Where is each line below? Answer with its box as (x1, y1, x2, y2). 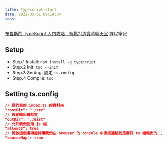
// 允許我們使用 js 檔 (5, 121, 47, 127)
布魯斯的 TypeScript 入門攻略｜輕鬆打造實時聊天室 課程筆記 (5, 31, 127, 37)
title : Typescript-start (5, 7, 57, 12)
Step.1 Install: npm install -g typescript (12, 59, 96, 65)
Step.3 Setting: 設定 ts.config (12, 70, 75, 76)
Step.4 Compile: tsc (12, 75, 54, 81)
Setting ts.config (5, 90, 59, 98)
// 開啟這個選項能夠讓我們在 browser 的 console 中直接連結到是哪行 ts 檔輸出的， (5, 131, 161, 136)
